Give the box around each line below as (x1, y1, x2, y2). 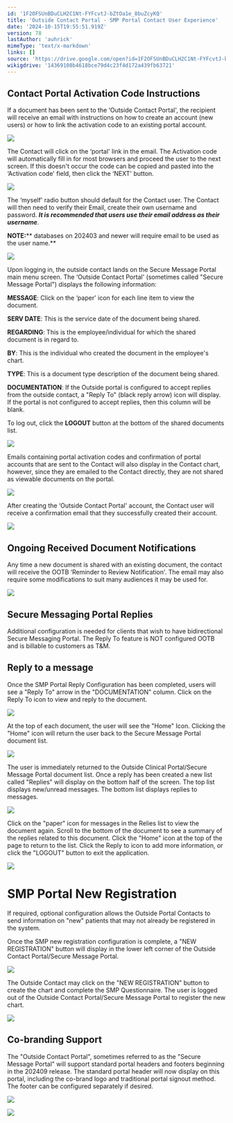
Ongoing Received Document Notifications (7, 542, 196, 554)
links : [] (7, 49, 36, 56)
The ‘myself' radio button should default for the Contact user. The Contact (7, 196, 220, 204)
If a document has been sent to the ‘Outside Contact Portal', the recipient (7, 106, 216, 115)
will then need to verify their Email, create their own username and (7, 203, 197, 212)
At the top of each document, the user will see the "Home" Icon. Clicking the (7, 721, 226, 730)
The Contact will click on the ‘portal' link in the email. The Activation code (7, 147, 217, 156)
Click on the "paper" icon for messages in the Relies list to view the (7, 818, 200, 827)
